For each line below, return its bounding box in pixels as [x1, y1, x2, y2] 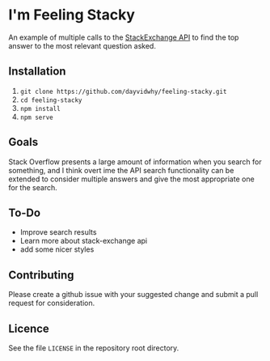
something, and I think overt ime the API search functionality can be [8, 165, 234, 175]
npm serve [19, 113, 54, 121]
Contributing [8, 268, 74, 282]
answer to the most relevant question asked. [8, 40, 156, 50]
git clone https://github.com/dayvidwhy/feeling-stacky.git [19, 87, 227, 96]
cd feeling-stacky [19, 96, 82, 104]
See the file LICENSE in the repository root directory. [8, 343, 179, 353]
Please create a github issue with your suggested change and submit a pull [8, 290, 259, 299]
